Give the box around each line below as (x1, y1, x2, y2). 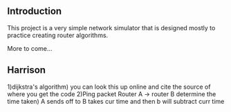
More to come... (7, 44, 53, 52)
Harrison (7, 65, 46, 76)
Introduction (7, 5, 62, 17)
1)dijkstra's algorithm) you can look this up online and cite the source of (7, 82, 211, 91)
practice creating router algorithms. (7, 31, 109, 39)
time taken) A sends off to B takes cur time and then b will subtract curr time (7, 97, 225, 105)
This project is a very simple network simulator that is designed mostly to (7, 23, 216, 32)
